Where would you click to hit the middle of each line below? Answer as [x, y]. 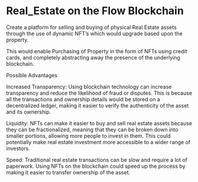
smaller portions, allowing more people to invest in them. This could [88, 136]
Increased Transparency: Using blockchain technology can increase [89, 86]
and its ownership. [29, 112]
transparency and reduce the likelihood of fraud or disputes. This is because [99, 93]
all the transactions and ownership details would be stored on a [83, 99]
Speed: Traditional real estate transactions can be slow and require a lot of [97, 160]
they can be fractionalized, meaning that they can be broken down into [92, 129]
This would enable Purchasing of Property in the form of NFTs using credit [97, 51]
